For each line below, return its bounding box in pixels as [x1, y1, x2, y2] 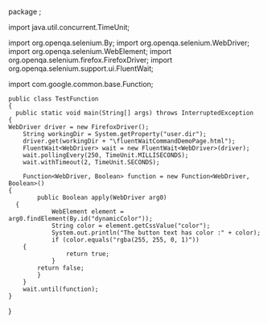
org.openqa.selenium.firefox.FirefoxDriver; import [8, 56, 173, 64]
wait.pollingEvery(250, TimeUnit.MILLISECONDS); [23, 151, 189, 159]
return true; [65, 250, 110, 258]
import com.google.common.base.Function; [8, 80, 154, 89]
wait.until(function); [23, 285, 99, 293]
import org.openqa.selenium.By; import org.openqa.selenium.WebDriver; [8, 38, 249, 48]
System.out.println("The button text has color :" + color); [51, 229, 262, 237]
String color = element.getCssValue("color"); [51, 222, 211, 230]
